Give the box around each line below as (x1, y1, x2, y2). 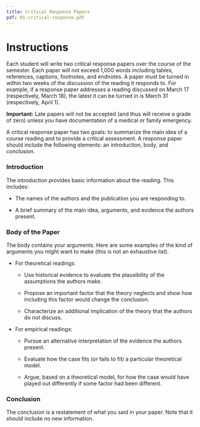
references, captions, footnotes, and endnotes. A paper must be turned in (6, 73, 189, 80)
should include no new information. (6, 415, 94, 422)
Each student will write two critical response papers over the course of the (6, 60, 192, 68)
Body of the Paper (6, 227, 60, 236)
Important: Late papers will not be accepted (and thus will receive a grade (6, 110, 191, 118)
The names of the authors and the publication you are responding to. (14, 194, 186, 202)
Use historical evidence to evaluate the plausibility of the (23, 271, 164, 279)
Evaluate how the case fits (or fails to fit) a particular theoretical (23, 355, 182, 362)
